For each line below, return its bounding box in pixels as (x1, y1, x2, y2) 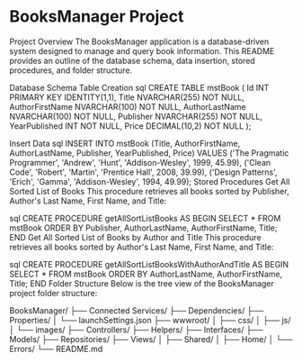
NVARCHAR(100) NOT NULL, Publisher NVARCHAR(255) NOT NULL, (9, 111, 263, 122)
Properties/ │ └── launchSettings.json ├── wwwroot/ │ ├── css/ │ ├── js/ (9, 314, 291, 325)
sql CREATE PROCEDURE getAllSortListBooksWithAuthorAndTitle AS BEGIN (9, 258, 289, 269)
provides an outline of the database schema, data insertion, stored (9, 55, 256, 66)
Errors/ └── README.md (9, 343, 103, 354)
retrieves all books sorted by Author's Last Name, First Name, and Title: (9, 241, 274, 252)
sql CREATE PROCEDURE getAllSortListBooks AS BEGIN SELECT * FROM (9, 213, 281, 223)
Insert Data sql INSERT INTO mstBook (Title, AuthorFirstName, (9, 138, 241, 149)
